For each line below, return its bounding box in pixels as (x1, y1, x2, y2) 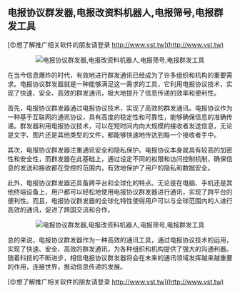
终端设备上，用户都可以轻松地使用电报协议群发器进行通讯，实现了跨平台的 (13, 187, 233, 196)
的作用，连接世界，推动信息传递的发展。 (7, 262, 126, 271)
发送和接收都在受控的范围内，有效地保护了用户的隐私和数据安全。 (19, 163, 214, 172)
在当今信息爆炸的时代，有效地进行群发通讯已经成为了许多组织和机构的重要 (7, 71, 226, 79)
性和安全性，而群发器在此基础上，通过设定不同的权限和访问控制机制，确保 (7, 154, 226, 163)
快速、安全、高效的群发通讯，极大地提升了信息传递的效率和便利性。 (19, 88, 220, 97)
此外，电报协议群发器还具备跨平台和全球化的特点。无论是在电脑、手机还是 (7, 178, 226, 187)
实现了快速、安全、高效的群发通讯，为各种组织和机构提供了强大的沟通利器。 (7, 245, 233, 253)
